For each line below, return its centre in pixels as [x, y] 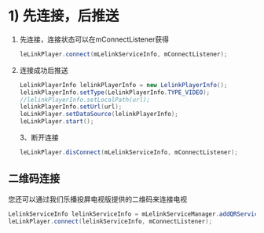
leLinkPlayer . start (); [57, 122]
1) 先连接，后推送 [64, 16]
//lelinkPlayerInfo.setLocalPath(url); [85, 100]
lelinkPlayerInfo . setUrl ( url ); [71, 107]
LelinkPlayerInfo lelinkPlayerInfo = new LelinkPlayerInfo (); [123, 85]
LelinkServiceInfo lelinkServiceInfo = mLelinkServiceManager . [114, 214]
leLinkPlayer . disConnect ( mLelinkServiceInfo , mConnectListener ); [128, 153]
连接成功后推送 [44, 70]
